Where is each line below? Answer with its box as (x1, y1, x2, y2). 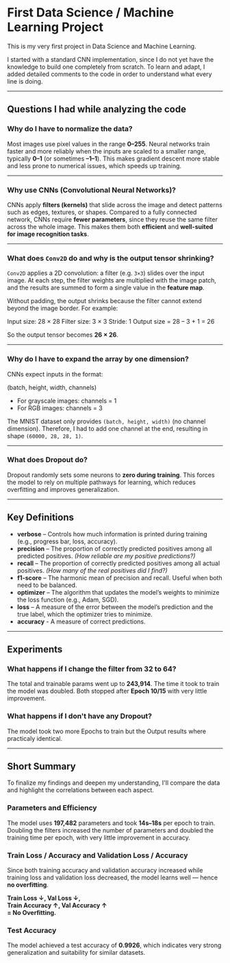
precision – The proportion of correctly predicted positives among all (16, 544, 212, 553)
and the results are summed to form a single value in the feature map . (7, 283, 205, 292)
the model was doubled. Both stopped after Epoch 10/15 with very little (7, 687, 207, 695)
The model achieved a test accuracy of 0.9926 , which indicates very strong (7, 941, 222, 949)
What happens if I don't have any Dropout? (7, 711, 153, 721)
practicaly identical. (7, 734, 63, 742)
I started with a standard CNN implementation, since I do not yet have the (7, 55, 214, 63)
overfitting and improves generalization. (7, 485, 120, 493)
